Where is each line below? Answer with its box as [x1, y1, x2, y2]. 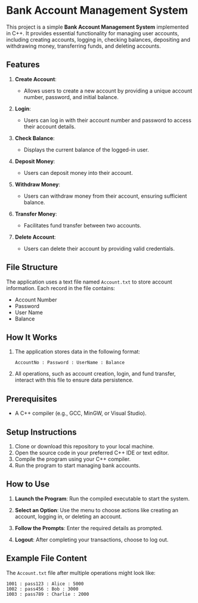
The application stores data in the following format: [14, 348, 140, 355]
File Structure [6, 262, 58, 272]
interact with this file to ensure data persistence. [14, 377, 134, 384]
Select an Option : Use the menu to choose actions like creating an [14, 506, 179, 513]
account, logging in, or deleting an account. [14, 513, 122, 520]
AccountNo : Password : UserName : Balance [14, 359, 125, 366]
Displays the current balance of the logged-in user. [23, 146, 149, 153]
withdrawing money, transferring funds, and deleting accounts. [6, 42, 161, 50]
